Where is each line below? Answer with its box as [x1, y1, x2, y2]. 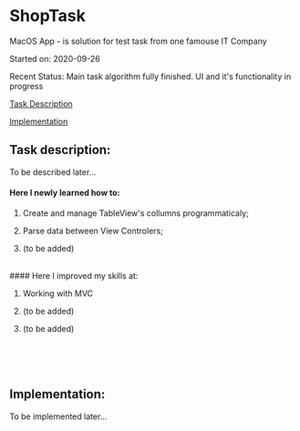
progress [9, 80, 44, 91]
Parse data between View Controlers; [22, 225, 164, 236]
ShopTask [9, 5, 87, 26]
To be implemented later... [9, 411, 108, 422]
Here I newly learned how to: [9, 188, 120, 199]
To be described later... [9, 166, 97, 178]
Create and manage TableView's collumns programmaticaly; [22, 207, 249, 219]
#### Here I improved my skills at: [9, 270, 139, 281]
